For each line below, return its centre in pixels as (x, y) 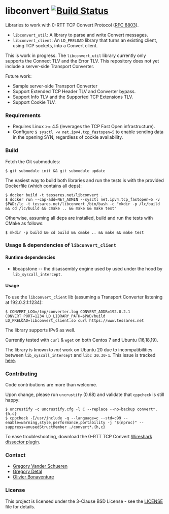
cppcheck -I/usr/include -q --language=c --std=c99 (66, 418)
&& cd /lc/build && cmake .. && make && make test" (61, 208)
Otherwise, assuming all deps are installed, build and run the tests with (79, 218)
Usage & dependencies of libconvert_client (61, 245)
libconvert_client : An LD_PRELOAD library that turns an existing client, (85, 40)
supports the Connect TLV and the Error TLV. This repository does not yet (82, 61)
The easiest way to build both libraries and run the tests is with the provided (84, 180)
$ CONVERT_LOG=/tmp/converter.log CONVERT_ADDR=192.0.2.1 (68, 312)
